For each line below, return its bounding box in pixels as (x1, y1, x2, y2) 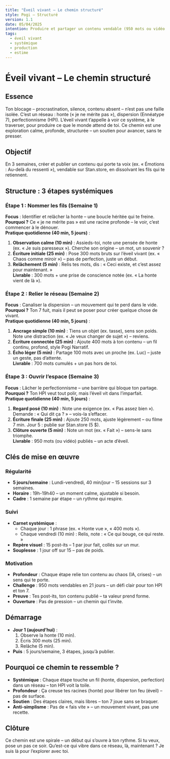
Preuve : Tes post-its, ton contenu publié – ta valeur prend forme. (12, 593, 150, 599)
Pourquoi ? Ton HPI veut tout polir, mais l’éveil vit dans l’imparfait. (5, 390, 143, 396)
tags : (5, 31, 17, 36)
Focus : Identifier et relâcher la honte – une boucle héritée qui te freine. (5, 213, 155, 220)
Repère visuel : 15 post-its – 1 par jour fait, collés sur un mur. (12, 541, 140, 548)
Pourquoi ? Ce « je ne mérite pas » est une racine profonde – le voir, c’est (5, 219, 159, 225)
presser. (5, 133, 23, 139)
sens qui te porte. (12, 577, 50, 583)
